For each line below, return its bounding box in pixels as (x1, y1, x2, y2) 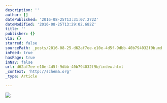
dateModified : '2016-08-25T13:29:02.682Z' (5, 21, 96, 27)
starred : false (5, 41, 38, 46)
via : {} (5, 36, 22, 41)
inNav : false (5, 60, 33, 65)
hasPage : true (5, 55, 36, 60)
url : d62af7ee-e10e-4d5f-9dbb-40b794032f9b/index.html (5, 64, 124, 69)
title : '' (5, 27, 26, 32)
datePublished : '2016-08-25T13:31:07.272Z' (5, 17, 99, 22)
